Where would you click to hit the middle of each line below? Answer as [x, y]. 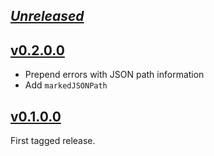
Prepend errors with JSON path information [114, 75]
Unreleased [47, 16]
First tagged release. [53, 141]
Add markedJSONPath [66, 85]
